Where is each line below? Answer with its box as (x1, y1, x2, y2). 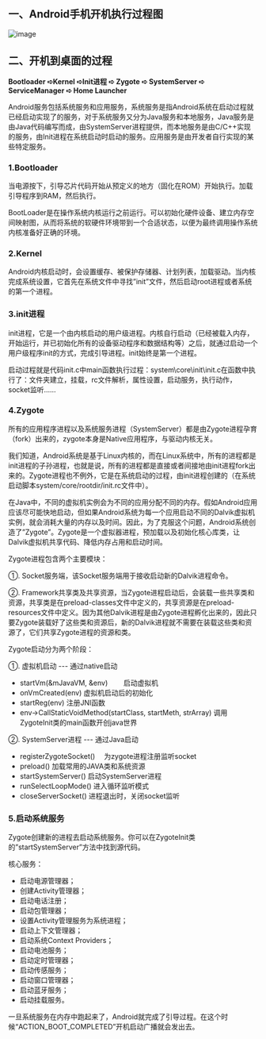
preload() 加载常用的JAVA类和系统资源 (19, 761, 146, 771)
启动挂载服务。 (19, 995, 69, 1005)
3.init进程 (8, 309, 45, 320)
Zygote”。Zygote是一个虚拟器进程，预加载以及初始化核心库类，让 (25, 527, 240, 537)
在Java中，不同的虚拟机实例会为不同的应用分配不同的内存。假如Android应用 (8, 497, 258, 506)
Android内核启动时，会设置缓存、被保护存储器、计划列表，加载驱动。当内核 (8, 267, 256, 276)
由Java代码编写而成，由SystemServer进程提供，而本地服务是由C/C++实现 (8, 121, 252, 131)
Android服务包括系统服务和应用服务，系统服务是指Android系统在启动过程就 (8, 102, 254, 111)
